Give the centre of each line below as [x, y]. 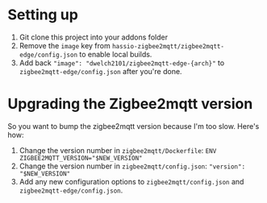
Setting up [43, 15]
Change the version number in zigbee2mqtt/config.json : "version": [132, 166]
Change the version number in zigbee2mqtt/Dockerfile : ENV [118, 150]
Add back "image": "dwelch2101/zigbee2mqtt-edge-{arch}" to [122, 63]
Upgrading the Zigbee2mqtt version [130, 104]
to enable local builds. [116, 54]
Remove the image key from [65, 45]
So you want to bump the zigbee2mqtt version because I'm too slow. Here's [133, 126]
